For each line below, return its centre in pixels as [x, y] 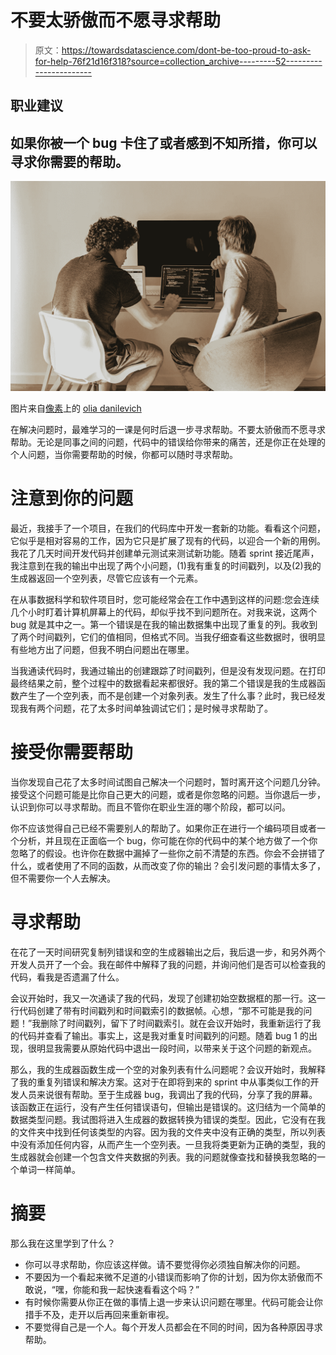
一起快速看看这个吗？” [153, 1289]
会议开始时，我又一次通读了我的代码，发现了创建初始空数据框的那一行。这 [163, 998]
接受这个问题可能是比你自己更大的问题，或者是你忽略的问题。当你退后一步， [168, 794]
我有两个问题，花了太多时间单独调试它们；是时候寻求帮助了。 [145, 708]
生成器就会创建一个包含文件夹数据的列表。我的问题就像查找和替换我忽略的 [163, 1157]
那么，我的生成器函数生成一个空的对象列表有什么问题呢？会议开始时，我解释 [168, 1069]
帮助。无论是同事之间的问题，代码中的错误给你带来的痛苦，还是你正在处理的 [168, 442]
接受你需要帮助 [72, 752]
